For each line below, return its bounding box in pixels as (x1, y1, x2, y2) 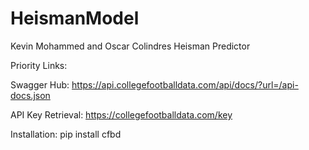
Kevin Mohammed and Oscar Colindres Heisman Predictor (10, 40, 251, 52)
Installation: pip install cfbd (10, 128, 122, 140)
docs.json (10, 89, 51, 101)
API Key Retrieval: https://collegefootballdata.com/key (10, 108, 233, 121)
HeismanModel (10, 7, 140, 30)
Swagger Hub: (10, 78, 70, 91)
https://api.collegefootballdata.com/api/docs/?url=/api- (71, 78, 299, 91)
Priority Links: (10, 59, 68, 71)
